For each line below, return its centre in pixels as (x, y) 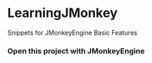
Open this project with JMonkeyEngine (76, 51)
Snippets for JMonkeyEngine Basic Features (72, 33)
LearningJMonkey (62, 13)
